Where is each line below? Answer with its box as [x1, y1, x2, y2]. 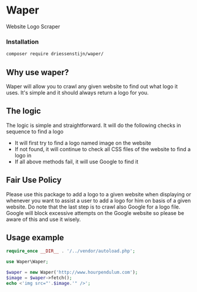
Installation [6, 38, 39, 46]
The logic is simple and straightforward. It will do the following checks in [6, 122, 181, 129]
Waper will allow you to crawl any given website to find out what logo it [6, 83, 178, 90]
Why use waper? [6, 67, 69, 77]
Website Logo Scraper [6, 23, 61, 30]
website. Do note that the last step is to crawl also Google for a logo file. [6, 203, 181, 210]
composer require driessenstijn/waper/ [6, 51, 104, 57]
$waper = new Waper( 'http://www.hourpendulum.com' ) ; [6, 270, 138, 276]
